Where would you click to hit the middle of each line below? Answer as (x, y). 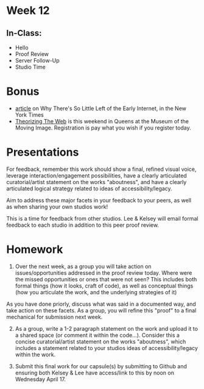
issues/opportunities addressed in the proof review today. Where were (104, 273)
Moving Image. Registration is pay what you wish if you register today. (103, 128)
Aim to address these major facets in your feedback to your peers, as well (99, 200)
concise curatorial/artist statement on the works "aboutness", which (100, 342)
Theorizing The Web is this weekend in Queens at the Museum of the (102, 121)
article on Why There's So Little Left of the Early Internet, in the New (101, 108)
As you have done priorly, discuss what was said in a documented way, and (101, 304)
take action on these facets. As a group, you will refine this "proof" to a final (101, 310)
